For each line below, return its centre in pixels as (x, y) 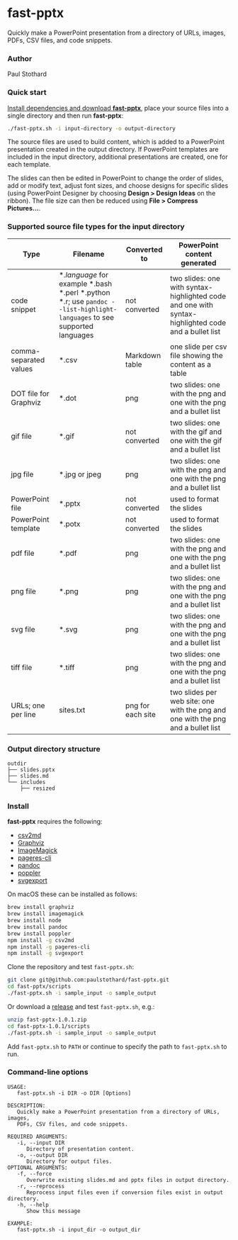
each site (140, 714)
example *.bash (86, 284)
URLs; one (28, 705)
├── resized (38, 788)
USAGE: (17, 1087)
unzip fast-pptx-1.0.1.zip (47, 1020)
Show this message (53, 1211)
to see (104, 317)
